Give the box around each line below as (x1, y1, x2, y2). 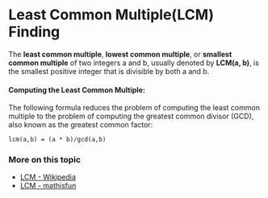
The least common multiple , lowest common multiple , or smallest (8, 49, 232, 59)
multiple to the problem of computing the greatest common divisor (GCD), (8, 111, 254, 122)
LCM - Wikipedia (19, 172, 77, 182)
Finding (8, 23, 61, 41)
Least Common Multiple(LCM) (8, 6, 215, 24)
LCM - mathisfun (19, 181, 77, 191)
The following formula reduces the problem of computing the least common (8, 103, 261, 113)
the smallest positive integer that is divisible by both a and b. (8, 66, 210, 76)
